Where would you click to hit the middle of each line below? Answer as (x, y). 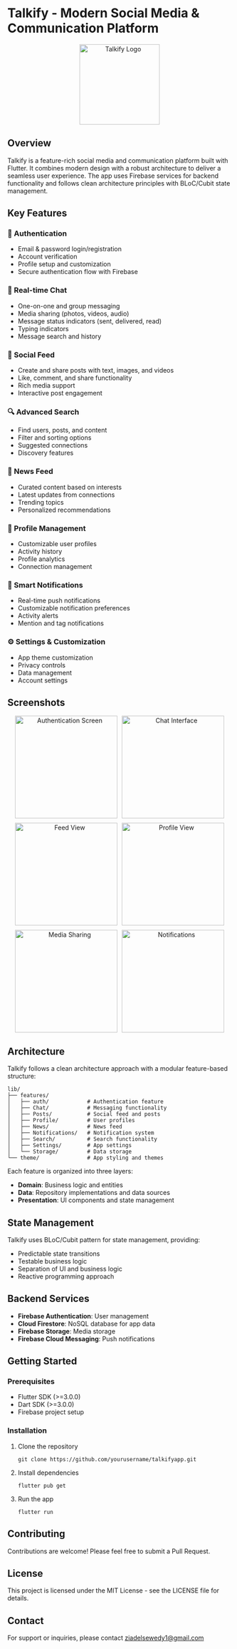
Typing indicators (43, 328)
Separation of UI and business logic (70, 1269)
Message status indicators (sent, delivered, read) (90, 321)
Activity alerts (38, 616)
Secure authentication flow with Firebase (78, 272)
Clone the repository (48, 1446)
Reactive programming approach (66, 1276)
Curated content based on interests (70, 487)
